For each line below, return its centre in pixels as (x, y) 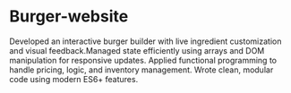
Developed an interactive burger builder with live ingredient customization (145, 41)
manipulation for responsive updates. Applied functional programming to (143, 60)
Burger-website (69, 17)
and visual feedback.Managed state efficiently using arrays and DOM (137, 50)
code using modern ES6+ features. (74, 79)
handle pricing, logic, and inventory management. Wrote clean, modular (141, 70)
